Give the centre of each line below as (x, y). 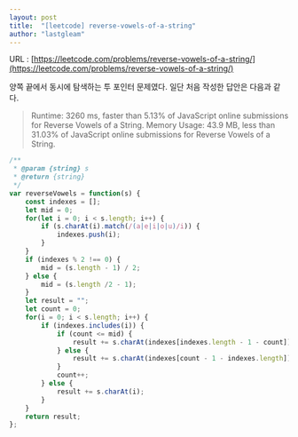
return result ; (53, 417)
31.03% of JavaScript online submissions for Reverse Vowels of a (150, 135)
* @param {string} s (51, 169)
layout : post (33, 17)
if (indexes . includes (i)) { (93, 325)
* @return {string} (49, 177)
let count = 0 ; (53, 309)
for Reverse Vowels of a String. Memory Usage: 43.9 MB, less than (153, 125)
